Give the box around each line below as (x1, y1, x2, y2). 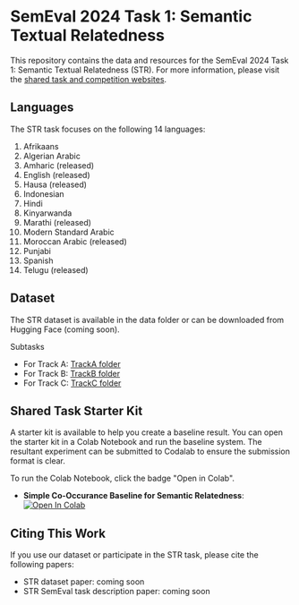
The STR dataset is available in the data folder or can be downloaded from (10, 314, 285, 325)
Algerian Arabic (22, 150, 81, 161)
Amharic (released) (22, 159, 95, 171)
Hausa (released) (22, 179, 88, 190)
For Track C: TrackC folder (22, 378, 122, 388)
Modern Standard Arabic (22, 226, 115, 237)
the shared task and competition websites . (10, 73, 167, 84)
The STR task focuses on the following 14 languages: (10, 124, 206, 134)
